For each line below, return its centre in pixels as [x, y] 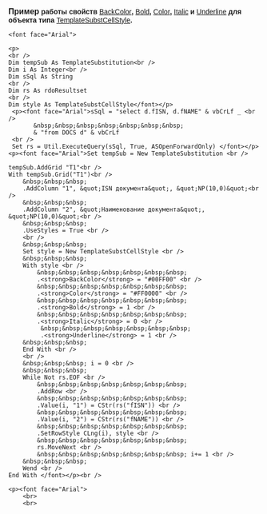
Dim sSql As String [41, 77]
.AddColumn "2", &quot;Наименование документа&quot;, [114, 209]
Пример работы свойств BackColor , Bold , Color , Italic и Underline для [125, 12]
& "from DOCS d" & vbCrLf [76, 133]
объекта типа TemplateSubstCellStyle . [70, 20]
